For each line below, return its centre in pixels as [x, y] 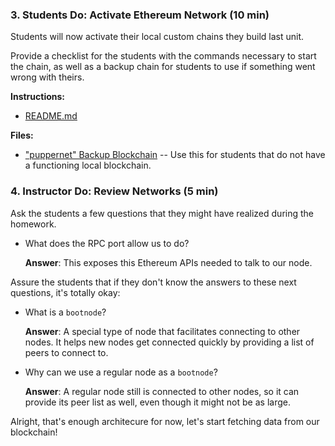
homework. [33, 224]
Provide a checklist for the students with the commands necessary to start [163, 56]
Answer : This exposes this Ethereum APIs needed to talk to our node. [168, 262]
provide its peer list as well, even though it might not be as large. [157, 402]
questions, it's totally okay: [65, 292]
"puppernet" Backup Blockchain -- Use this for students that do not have [175, 155]
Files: [22, 135]
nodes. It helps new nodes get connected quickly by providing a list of [169, 342]
